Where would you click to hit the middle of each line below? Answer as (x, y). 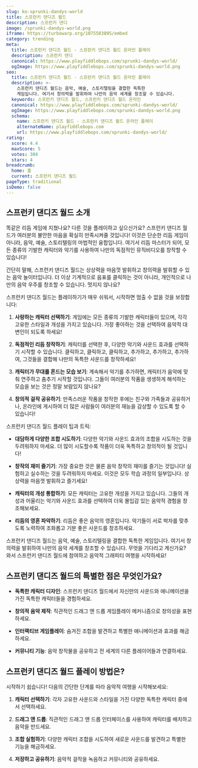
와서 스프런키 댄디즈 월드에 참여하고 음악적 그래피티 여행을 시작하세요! (86, 555)
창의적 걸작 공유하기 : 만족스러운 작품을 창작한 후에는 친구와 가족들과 (92, 399)
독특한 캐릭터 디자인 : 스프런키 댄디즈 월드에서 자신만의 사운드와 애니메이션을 (102, 591)
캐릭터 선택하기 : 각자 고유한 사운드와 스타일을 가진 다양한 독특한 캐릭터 (95, 700)
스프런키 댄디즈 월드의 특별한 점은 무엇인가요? (84, 576)
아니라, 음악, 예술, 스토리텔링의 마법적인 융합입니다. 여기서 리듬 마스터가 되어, (95, 243)
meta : (13, 45)
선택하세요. (34, 707)
